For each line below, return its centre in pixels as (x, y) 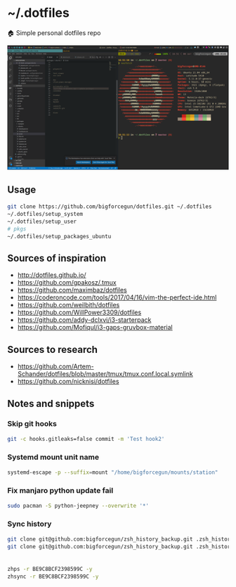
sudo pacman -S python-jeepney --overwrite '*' (78, 506)
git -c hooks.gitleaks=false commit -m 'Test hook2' (86, 439)
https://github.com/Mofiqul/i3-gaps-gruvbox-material (95, 328)
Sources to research (53, 349)
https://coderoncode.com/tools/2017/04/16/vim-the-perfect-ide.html (117, 297)
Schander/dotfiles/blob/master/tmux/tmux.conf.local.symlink (105, 374)
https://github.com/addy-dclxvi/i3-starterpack (84, 320)
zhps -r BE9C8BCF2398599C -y (50, 569)
